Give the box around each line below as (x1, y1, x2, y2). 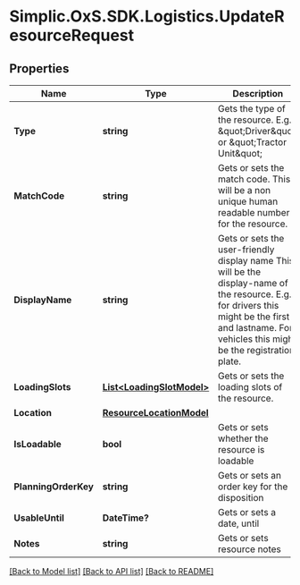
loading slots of (217, 381, 283, 393)
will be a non (217, 184, 271, 196)
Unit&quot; (217, 148, 262, 159)
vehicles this (217, 333, 271, 345)
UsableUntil (13, 512, 65, 524)
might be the (217, 310, 271, 323)
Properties (9, 61, 70, 76)
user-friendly (217, 243, 275, 256)
